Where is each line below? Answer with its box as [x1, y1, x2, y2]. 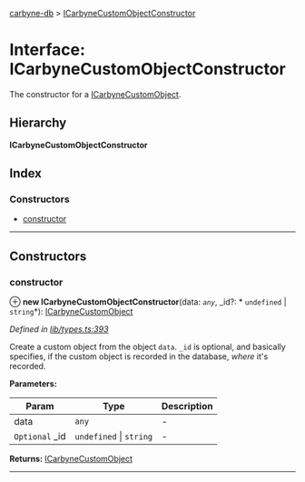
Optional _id [14, 430, 66, 443]
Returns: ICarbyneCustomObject [9, 454, 133, 465]
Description [162, 400, 213, 413]
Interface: [9, 40, 86, 60]
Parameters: [9, 378, 57, 389]
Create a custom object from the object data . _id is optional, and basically [9, 341, 286, 353]
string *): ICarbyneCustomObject [9, 306, 133, 317]
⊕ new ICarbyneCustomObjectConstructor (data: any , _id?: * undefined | [9, 296, 288, 307]
